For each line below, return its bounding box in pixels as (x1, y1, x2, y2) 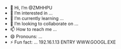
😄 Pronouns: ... (10, 33, 43, 39)
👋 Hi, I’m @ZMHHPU (10, 5, 53, 10)
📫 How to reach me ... (10, 26, 57, 32)
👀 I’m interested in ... (10, 10, 53, 16)
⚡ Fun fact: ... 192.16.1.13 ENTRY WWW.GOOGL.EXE (10, 39, 116, 45)
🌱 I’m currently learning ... (10, 15, 64, 21)
